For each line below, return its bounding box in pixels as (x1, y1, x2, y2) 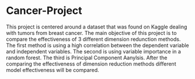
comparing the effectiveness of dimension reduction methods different (6, 60, 176, 67)
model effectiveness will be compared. (6, 66, 99, 73)
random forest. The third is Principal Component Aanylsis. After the (6, 54, 168, 61)
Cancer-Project (6, 4, 83, 17)
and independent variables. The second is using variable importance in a (6, 48, 181, 55)
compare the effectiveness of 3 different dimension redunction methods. (6, 35, 181, 42)
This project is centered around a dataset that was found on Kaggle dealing (6, 23, 187, 30)
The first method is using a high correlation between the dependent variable (6, 42, 190, 49)
